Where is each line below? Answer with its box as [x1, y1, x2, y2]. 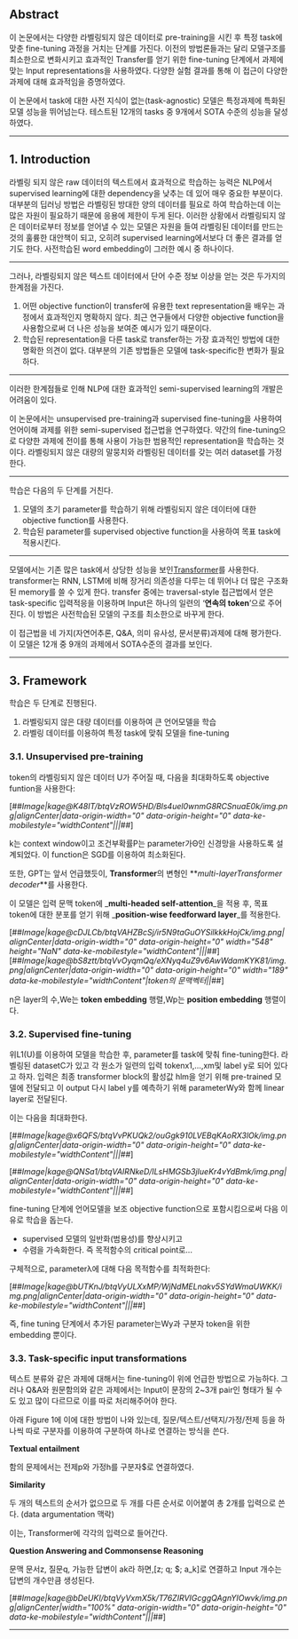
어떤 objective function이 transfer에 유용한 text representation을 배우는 [21, 300, 276, 311]
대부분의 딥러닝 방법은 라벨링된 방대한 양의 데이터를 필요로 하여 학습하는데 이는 [9, 199, 282, 210]
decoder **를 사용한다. [9, 879, 89, 889]
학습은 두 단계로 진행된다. [9, 697, 98, 709]
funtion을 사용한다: [9, 783, 75, 793]
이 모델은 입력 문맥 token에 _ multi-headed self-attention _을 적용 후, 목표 [9, 897, 269, 909]
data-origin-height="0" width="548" [138, 936, 273, 947]
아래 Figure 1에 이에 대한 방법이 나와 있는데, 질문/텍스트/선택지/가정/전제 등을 [9, 1414, 277, 1425]
